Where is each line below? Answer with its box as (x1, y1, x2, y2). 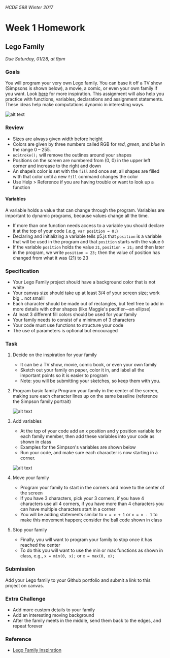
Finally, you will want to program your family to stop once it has (20, 537, 152, 543)
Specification (5, 267, 39, 274)
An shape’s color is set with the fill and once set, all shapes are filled (12, 168, 160, 174)
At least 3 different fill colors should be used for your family (12, 311, 137, 318)
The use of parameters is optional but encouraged (12, 328, 118, 334)
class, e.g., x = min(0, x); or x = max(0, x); (20, 553, 115, 559)
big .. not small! (12, 295, 45, 301)
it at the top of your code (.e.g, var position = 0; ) (12, 228, 118, 234)
